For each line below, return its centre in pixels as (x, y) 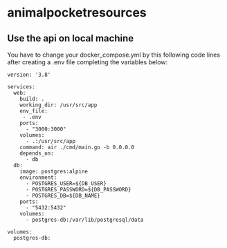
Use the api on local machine (70, 38)
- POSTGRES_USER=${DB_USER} (66, 184)
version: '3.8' (29, 75)
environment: (38, 178)
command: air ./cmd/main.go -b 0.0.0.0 (77, 147)
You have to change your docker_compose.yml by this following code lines (113, 55)
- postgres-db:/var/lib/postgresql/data (84, 220)
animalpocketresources (77, 13)
